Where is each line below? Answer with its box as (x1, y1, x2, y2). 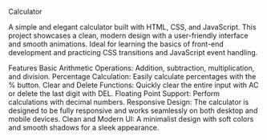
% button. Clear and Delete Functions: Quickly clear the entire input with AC (8, 80, 259, 90)
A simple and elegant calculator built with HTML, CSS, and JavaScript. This (8, 22, 257, 31)
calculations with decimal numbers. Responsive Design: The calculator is (8, 98, 249, 106)
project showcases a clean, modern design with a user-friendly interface (8, 31, 249, 40)
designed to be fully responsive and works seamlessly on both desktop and (8, 106, 258, 115)
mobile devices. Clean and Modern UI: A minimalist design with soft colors (8, 114, 254, 123)
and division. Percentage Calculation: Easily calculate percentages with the (8, 72, 257, 81)
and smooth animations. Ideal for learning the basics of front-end (8, 39, 225, 49)
